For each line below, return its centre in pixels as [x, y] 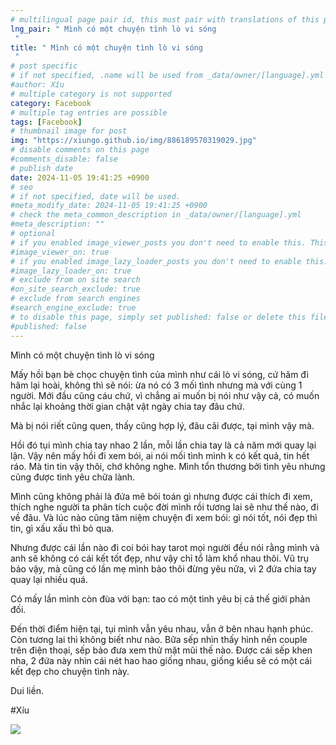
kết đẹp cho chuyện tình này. [70, 671]
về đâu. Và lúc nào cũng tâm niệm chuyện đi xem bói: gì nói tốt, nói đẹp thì [164, 517]
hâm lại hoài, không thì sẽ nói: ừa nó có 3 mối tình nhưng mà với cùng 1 [156, 385]
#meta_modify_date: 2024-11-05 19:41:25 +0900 [109, 206]
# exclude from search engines [75, 299]
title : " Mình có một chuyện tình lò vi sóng [106, 47]
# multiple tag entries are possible [89, 112]
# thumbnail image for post [69, 131]
